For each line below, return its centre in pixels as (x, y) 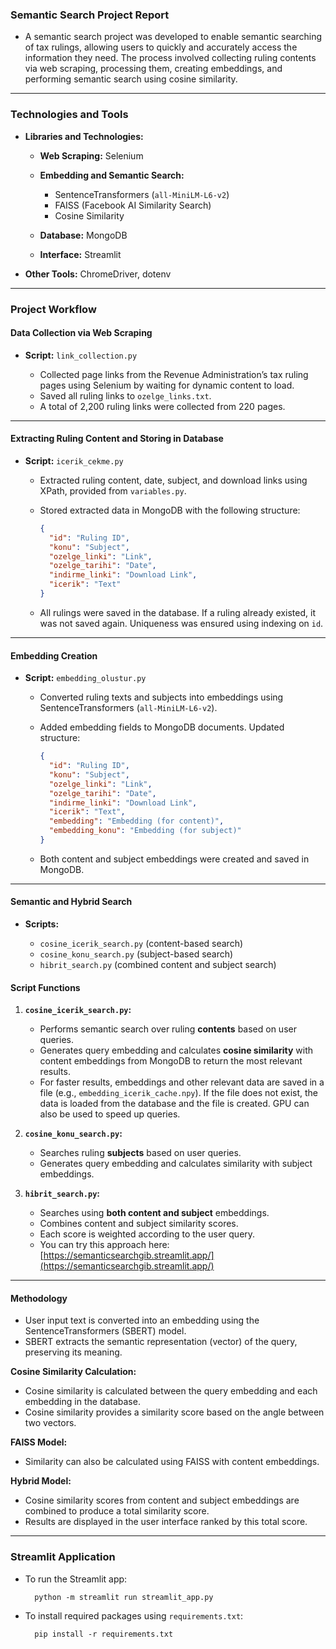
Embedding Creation (54, 655)
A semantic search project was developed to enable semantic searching (173, 37)
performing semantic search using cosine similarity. (131, 79)
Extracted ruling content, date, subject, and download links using (173, 480)
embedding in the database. (82, 1402)
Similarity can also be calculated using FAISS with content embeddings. (172, 1462)
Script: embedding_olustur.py (85, 678)
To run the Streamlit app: (76, 1579)
